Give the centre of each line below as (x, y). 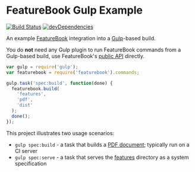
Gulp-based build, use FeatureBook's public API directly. (75, 56)
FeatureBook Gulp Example (74, 10)
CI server (26, 151)
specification (31, 163)
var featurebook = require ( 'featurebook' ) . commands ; (73, 72)
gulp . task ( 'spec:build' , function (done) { (59, 83)
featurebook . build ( (36, 89)
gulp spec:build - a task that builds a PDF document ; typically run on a (102, 144)
